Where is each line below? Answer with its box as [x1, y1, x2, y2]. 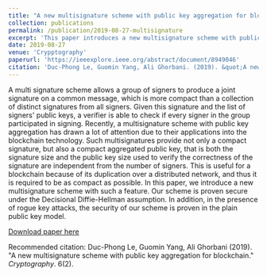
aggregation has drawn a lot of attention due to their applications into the [8, 127, 248, 136]
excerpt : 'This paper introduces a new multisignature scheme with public [8, 33, 261, 42]
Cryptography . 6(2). [8, 259, 74, 268]
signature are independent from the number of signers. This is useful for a [8, 160, 251, 171]
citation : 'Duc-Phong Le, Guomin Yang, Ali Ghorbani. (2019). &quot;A [8, 63, 247, 71]
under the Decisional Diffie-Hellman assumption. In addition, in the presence [8, 194, 258, 204]
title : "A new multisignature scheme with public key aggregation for [8, 11, 247, 20]
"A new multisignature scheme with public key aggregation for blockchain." [8, 251, 254, 260]
